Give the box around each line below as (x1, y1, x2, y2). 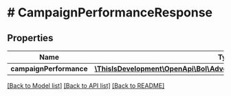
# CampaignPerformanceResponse (7, 5, 213, 21)
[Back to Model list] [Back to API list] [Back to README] (7, 82, 165, 90)
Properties (7, 32, 54, 44)
